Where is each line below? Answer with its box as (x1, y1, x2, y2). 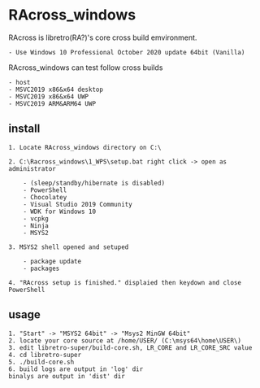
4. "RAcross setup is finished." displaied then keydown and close (8, 278, 242, 286)
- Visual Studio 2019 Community (23, 200, 132, 208)
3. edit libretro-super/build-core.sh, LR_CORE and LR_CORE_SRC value (8, 343, 253, 351)
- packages (23, 264, 60, 272)
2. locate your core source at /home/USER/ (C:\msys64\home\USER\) (8, 336, 242, 345)
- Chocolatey (23, 193, 67, 201)
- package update (23, 257, 82, 265)
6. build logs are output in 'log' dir (8, 364, 144, 373)
